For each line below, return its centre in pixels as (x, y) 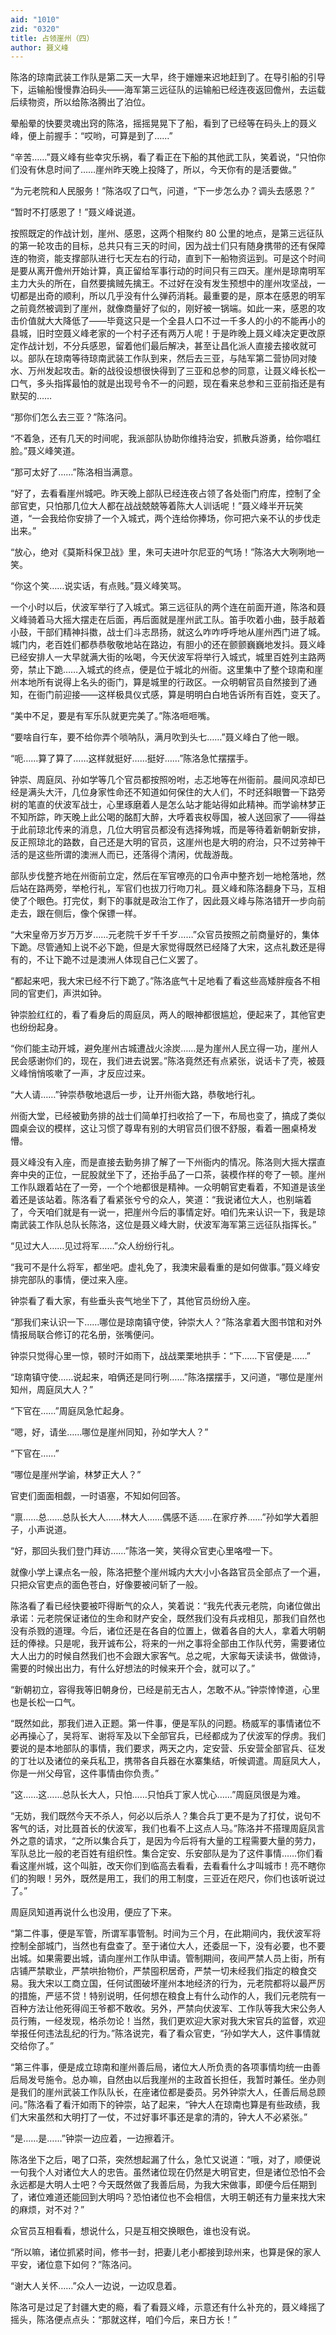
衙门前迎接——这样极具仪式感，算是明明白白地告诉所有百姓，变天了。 (181, 695)
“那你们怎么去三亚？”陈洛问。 (71, 417)
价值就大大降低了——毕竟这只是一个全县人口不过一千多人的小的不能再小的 (172, 321)
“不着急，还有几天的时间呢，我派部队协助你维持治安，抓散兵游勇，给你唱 (161, 438)
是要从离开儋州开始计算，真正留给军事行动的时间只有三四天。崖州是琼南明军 (168, 271)
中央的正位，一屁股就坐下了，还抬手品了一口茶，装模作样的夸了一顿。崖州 (172, 1175)
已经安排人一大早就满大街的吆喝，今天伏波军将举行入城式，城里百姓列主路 (163, 657)
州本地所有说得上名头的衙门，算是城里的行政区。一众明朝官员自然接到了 (159, 682)
